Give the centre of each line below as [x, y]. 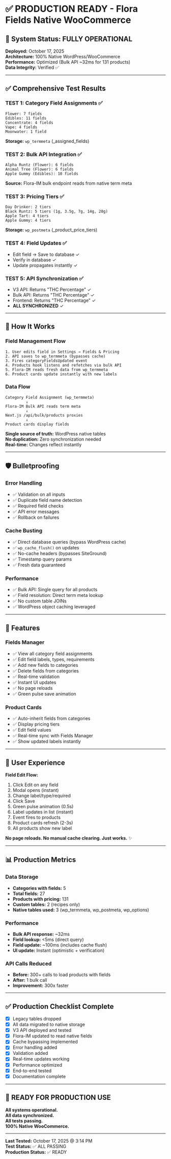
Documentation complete [39, 1076]
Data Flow [18, 387]
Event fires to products [37, 817]
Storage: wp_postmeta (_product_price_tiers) [51, 230]
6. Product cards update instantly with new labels [61, 374]
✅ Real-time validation [36, 677]
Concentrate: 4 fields [29, 123]
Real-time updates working [41, 1059]
